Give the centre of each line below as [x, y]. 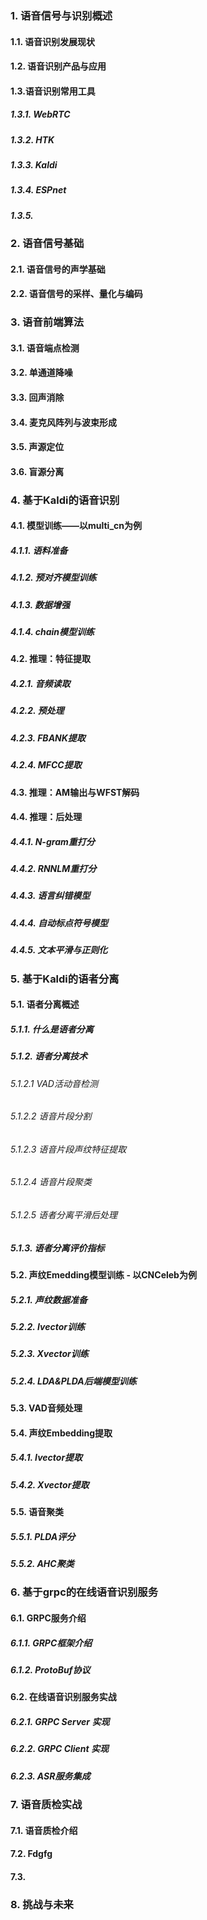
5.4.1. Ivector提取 [46, 1458]
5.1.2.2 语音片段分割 [51, 1116]
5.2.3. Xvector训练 [49, 1354]
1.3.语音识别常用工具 [53, 91]
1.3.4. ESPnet [38, 190]
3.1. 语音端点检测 [45, 348]
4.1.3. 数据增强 [40, 604]
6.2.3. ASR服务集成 [50, 1776]
